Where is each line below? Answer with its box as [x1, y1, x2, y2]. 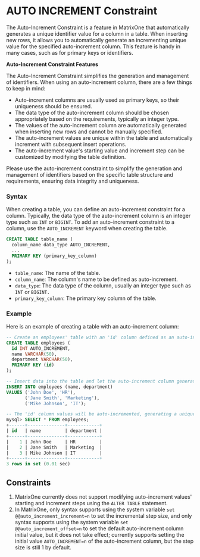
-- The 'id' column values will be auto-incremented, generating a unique [6, 411, 196, 417]
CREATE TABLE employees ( [6, 340, 70, 346]
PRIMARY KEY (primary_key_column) [11, 253, 97, 259]
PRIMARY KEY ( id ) [11, 362, 55, 368]
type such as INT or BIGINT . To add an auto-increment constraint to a [6, 218, 174, 226]
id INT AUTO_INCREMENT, [11, 345, 70, 352]
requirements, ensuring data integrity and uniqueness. [6, 177, 139, 184]
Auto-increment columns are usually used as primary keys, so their [14, 96, 180, 104]
